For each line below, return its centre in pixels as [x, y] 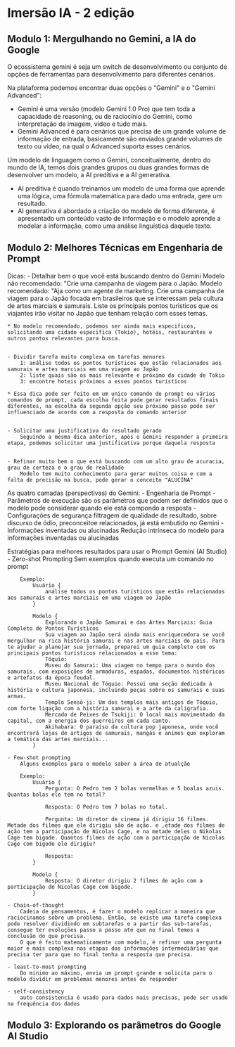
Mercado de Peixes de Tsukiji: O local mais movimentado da [135, 714]
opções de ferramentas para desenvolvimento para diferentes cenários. [112, 74]
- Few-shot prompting [39, 757]
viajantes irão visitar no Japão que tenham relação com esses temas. [107, 313]
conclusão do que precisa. [47, 936]
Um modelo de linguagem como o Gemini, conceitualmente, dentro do [109, 160]
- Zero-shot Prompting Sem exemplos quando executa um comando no [111, 559]
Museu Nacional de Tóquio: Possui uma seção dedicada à [128, 683]
